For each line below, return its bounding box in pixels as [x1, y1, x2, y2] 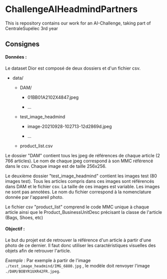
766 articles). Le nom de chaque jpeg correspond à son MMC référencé [5, 158, 153, 164]
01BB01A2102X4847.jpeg [27, 94, 79, 100]
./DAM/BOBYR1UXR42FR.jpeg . [5, 268, 60, 274]
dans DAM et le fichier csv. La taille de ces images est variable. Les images [5, 183, 160, 189]
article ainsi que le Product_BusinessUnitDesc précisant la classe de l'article [5, 209, 162, 215]
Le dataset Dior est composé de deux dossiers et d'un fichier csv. [5, 65, 141, 71]
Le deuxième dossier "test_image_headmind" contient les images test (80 [5, 173, 157, 179]
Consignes [5, 40, 40, 49]
